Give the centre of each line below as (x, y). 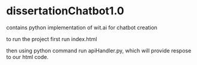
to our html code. (28, 57)
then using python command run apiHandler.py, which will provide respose (99, 50)
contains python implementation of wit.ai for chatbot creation (82, 27)
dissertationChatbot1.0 (65, 11)
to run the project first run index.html (52, 39)
